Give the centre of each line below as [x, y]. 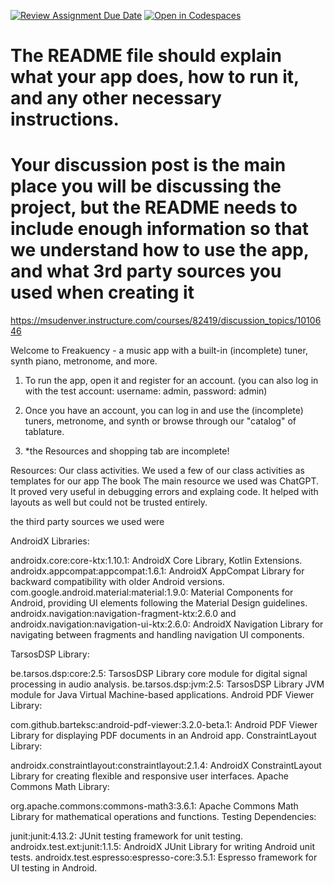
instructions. [65, 119]
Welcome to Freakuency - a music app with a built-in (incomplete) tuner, [159, 351]
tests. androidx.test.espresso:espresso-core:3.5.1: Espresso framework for [164, 857]
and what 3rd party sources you [146, 271]
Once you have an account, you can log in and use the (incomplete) [164, 411]
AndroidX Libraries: [50, 541]
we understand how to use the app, [160, 250]
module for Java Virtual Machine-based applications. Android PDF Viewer [162, 695]
